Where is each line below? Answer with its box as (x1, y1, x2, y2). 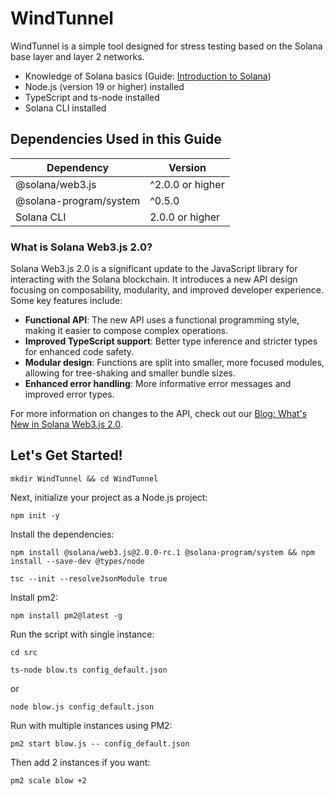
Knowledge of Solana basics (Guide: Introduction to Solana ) (24, 70, 272, 82)
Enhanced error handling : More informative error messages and (24, 378, 292, 390)
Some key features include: (10, 295, 123, 307)
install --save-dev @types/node (10, 556, 145, 566)
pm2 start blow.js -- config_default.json (10, 738, 190, 749)
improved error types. (24, 388, 115, 401)
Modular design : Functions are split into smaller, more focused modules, (24, 357, 325, 369)
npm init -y (10, 510, 60, 521)
